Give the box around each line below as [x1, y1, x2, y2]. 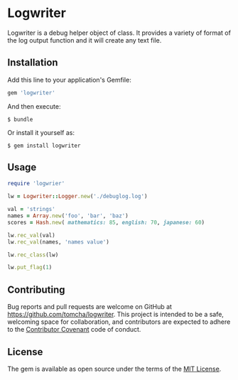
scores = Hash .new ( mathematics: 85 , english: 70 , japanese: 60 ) [7, 219, 205, 226]
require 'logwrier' [7, 180, 65, 188]
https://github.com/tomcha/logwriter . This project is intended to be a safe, [7, 310, 224, 319]
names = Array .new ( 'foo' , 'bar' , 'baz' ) [7, 212, 129, 219]
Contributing [7, 283, 65, 295]
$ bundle [7, 116, 33, 123]
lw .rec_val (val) [7, 232, 55, 239]
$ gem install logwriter [7, 142, 81, 149]
